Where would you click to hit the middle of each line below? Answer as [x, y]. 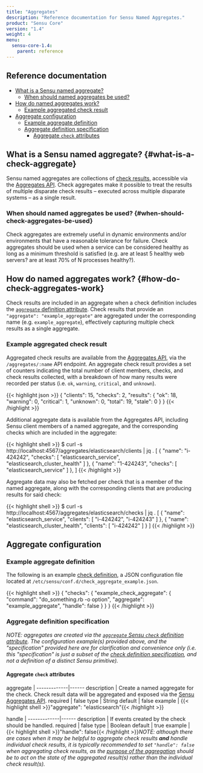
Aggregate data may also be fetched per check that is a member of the [95, 481]
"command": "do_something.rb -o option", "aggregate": [76, 599]
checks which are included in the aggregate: [62, 432]
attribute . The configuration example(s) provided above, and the [87, 641]
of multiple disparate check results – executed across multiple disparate [96, 191]
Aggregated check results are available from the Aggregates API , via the [96, 357]
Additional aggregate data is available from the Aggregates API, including [97, 419]
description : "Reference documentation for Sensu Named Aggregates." [96, 18]
